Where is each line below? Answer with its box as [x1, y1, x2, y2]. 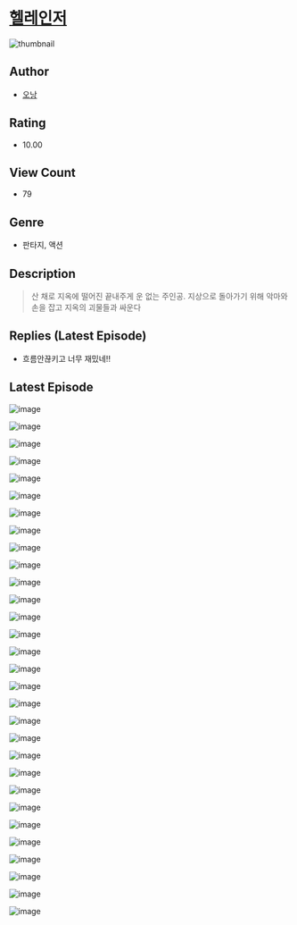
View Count [9, 164, 76, 180]
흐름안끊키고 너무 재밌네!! [21, 353, 111, 364]
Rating [9, 115, 46, 130]
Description [9, 265, 76, 282]
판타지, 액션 [21, 240, 64, 250]
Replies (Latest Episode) [9, 328, 147, 344]
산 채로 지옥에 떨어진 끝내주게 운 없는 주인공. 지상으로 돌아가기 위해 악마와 [30, 291, 288, 301]
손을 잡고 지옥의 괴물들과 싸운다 [30, 302, 141, 313]
